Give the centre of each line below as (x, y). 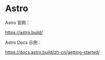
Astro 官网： (18, 22)
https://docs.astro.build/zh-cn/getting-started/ (52, 52)
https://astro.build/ (24, 32)
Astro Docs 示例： (23, 42)
